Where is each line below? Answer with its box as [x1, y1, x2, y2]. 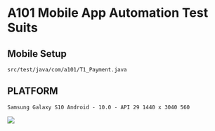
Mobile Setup [7, 48, 67, 60]
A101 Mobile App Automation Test [7, 5, 209, 21]
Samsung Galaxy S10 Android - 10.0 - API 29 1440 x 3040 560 [7, 104, 190, 111]
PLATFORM [7, 85, 58, 97]
